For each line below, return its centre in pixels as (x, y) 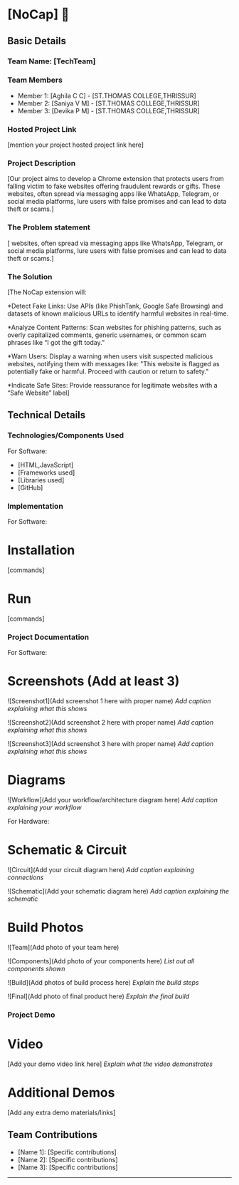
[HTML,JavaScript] (46, 465)
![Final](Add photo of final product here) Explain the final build (99, 996)
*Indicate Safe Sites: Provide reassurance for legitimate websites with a (113, 385)
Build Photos (46, 927)
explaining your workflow (44, 807)
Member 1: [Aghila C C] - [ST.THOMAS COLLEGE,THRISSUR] (107, 95)
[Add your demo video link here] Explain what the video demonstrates (110, 1064)
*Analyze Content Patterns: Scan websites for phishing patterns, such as (115, 327)
